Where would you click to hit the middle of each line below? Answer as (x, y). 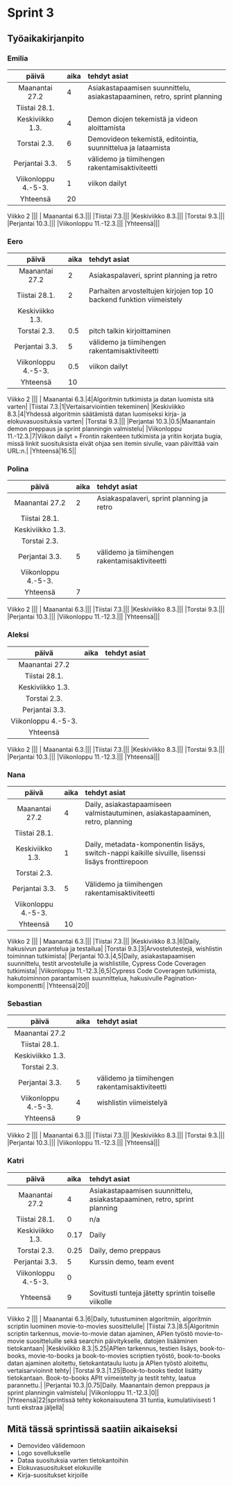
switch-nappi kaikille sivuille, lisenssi (145, 853)
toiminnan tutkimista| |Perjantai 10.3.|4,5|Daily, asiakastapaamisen (101, 956)
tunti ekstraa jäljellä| (36, 1407)
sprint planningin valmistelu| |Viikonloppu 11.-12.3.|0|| (83, 1392)
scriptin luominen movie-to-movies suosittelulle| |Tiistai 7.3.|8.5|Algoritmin (113, 1326)
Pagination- (181, 978)
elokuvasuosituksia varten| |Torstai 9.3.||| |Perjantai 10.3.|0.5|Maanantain (111, 421)
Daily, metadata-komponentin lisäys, (145, 844)
